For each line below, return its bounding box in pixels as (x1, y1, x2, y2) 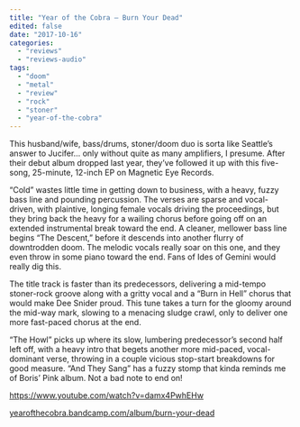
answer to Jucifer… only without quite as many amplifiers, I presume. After (9, 148, 286, 159)
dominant (9, 353, 45, 365)
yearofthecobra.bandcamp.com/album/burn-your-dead (9, 407, 215, 419)
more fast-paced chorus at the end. (9, 317, 141, 328)
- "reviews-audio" (17, 55, 87, 64)
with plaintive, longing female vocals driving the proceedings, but (37, 204, 279, 214)
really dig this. (9, 261, 62, 272)
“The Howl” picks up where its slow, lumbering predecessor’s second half (9, 334, 284, 345)
